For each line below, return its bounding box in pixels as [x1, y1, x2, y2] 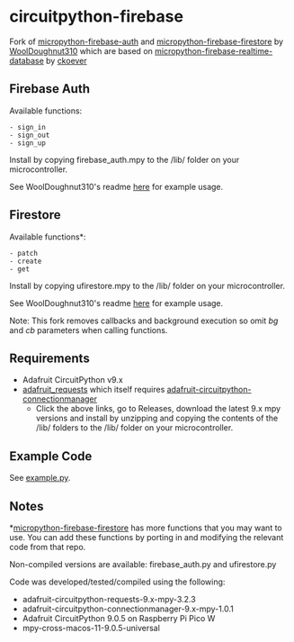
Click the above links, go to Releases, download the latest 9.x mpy [35, 403, 281, 414]
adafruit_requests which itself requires [22, 384, 165, 395]
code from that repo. [9, 542, 86, 552]
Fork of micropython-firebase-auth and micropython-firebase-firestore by [9, 36, 284, 47]
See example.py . [9, 473, 71, 484]
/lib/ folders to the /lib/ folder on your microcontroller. [35, 422, 234, 433]
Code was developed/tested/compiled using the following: [9, 576, 226, 587]
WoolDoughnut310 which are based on [9, 45, 153, 56]
